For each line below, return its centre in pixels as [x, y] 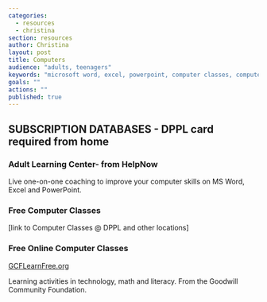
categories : [28, 15]
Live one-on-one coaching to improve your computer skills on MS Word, [126, 181]
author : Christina [39, 45]
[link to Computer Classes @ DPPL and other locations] [99, 228]
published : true [35, 97]
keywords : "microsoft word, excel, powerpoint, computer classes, [120, 75]
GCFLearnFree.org [39, 265]
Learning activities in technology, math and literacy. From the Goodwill [123, 281]
